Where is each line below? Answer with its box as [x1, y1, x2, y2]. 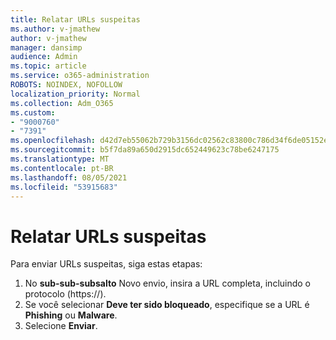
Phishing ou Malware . [24, 309, 118, 321]
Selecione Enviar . [24, 320, 98, 332]
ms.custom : [10, 107, 56, 118]
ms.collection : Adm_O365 [10, 98, 114, 108]
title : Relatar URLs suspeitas [10, 14, 141, 25]
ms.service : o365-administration [10, 71, 150, 81]
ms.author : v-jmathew [10, 24, 101, 34]
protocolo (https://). [24, 288, 107, 300]
